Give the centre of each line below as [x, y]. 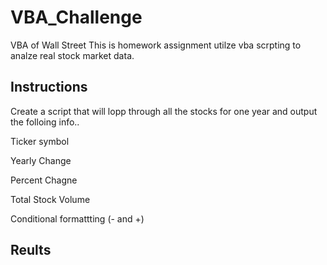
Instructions [49, 87]
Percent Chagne [44, 180]
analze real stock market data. [72, 55]
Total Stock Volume [50, 199]
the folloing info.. [45, 122]
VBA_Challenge [76, 17]
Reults [31, 250]
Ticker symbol [40, 141]
